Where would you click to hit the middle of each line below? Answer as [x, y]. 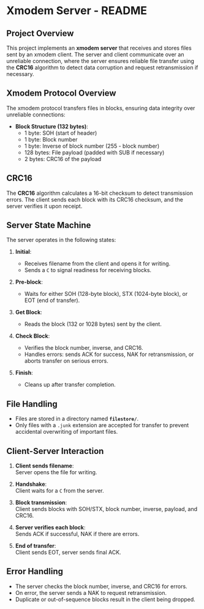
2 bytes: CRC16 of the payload [63, 159]
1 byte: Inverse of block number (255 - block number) [92, 146]
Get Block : [29, 312]
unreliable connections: [36, 115]
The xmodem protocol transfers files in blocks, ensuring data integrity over [101, 108]
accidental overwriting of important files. [66, 432]
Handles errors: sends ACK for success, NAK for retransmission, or [109, 354]
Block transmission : [41, 502]
